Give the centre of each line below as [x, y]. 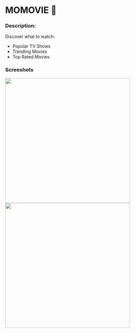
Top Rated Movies [31, 57]
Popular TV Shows [31, 46]
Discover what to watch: [30, 36]
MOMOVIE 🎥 [31, 10]
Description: [20, 26]
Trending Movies [30, 51]
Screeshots [19, 70]
